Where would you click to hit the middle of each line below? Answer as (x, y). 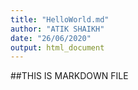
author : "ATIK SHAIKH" (57, 29)
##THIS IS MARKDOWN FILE (69, 76)
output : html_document (57, 47)
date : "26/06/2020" (51, 38)
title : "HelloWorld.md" (60, 19)
